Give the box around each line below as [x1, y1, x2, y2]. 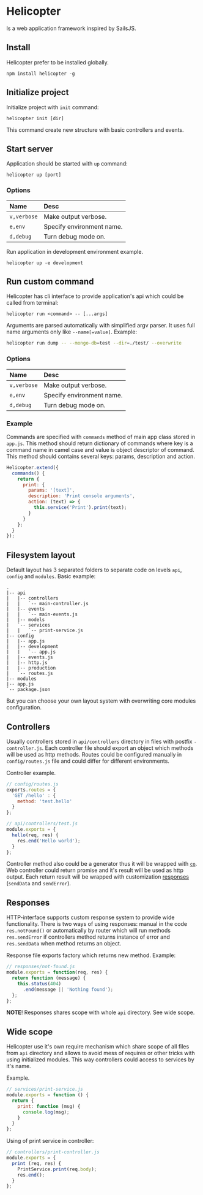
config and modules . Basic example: [6, 573, 96, 580]
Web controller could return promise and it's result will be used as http [6, 866, 183, 874]
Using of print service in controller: [6, 1137, 94, 1145]
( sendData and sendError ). [6, 880, 72, 887]
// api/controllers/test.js [6, 820, 78, 827]
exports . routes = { [6, 787, 56, 793]
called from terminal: [6, 299, 59, 307]
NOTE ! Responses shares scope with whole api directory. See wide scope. [6, 1009, 195, 1016]
